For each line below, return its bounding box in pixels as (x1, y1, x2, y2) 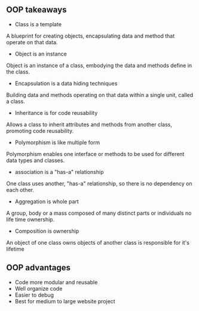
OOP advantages (6, 263, 71, 273)
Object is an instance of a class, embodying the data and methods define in (6, 62, 192, 69)
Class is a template (14, 20, 62, 28)
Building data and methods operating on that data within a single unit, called (6, 91, 194, 98)
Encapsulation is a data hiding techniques (14, 80, 118, 87)
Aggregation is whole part (14, 197, 79, 205)
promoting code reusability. (6, 127, 74, 134)
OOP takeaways (6, 5, 67, 15)
